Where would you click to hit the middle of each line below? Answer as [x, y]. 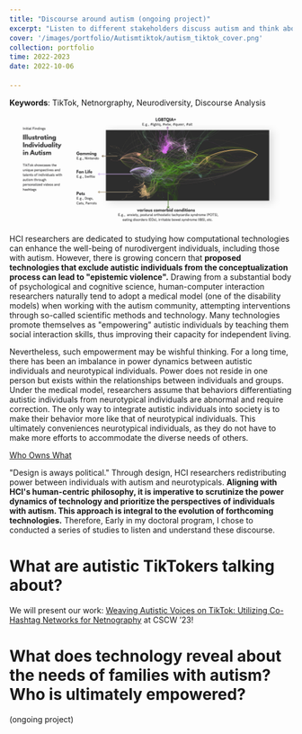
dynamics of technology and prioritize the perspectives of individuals [142, 501]
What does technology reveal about [145, 656]
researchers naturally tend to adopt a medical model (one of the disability [145, 296]
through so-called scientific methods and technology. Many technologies [145, 315]
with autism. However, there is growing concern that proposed [125, 257]
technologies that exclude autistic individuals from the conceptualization [149, 267]
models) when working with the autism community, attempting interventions [150, 305]
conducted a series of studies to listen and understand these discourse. [142, 530]
